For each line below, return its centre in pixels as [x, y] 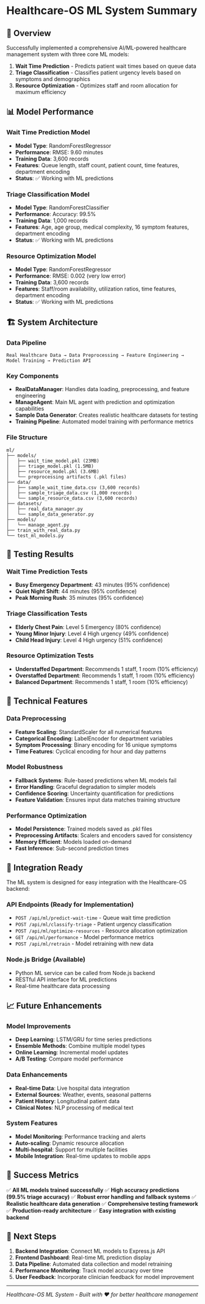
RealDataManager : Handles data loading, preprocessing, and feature [102, 389]
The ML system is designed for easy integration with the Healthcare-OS [97, 882]
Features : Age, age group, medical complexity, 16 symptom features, [102, 227]
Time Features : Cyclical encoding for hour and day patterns [91, 751]
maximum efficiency [41, 92]
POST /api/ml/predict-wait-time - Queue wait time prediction [93, 918]
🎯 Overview [29, 33]
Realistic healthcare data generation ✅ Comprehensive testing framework [102, 1203]
